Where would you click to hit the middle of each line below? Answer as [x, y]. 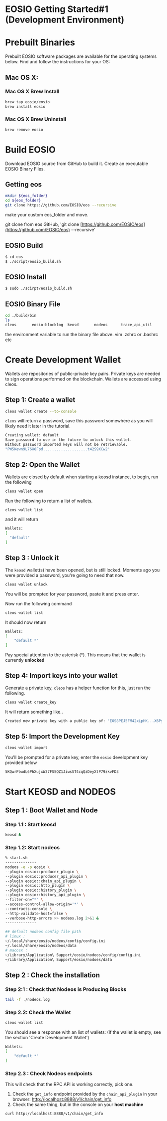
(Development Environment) [65, 20]
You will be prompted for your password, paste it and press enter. [72, 594]
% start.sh [16, 858]
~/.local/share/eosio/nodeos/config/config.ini [55, 941]
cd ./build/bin [21, 316]
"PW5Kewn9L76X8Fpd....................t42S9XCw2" [58, 449]
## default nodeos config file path [43, 932]
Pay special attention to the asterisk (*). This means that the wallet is [75, 655]
